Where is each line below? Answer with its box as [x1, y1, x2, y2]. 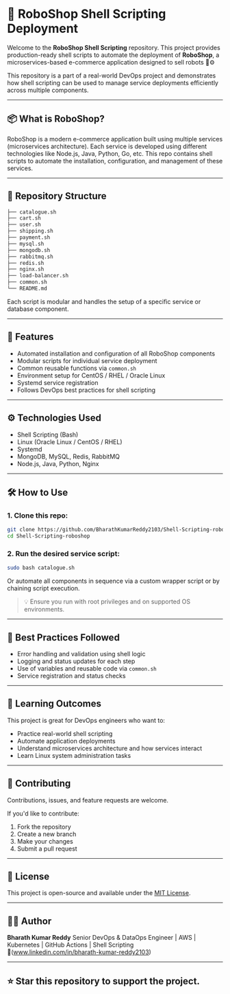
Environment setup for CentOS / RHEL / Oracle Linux [16, 371, 166, 380]
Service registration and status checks [16, 671, 126, 680]
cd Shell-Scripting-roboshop [7, 533, 90, 540]
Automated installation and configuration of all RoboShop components [16, 349, 216, 358]
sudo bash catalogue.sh [7, 564, 75, 572]
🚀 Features [7, 331, 54, 343]
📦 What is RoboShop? [7, 113, 105, 125]
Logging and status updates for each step [16, 657, 136, 665]
